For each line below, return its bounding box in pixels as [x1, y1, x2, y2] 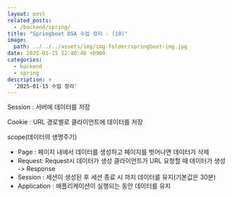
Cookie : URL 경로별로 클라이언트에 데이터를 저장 [7, 118, 143, 126]
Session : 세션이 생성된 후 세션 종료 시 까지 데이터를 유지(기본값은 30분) [17, 173, 216, 181]
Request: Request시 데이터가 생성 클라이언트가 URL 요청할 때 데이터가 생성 [17, 157, 226, 165]
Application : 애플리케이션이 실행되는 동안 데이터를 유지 [17, 181, 171, 191]
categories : [7, 56, 42, 64]
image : [7, 37, 27, 44]
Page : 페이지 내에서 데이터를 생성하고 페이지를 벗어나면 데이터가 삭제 [17, 148, 209, 156]
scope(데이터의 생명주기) [7, 133, 78, 141]
